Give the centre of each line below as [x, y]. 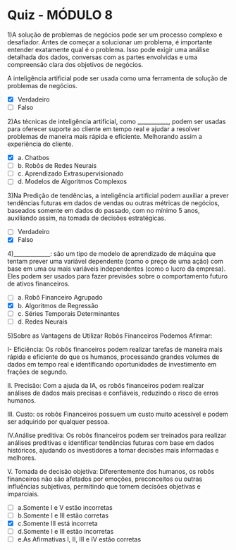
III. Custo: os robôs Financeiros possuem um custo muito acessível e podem [118, 414]
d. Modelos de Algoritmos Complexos [72, 182]
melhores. [22, 458]
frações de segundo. [38, 372]
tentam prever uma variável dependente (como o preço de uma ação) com [116, 262]
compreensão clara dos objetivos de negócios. [75, 64]
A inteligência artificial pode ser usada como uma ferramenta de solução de [117, 78]
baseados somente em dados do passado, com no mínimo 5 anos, [104, 211]
